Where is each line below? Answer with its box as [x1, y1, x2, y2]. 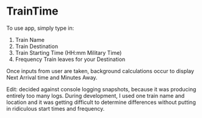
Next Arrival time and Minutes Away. [6, 74, 98, 81]
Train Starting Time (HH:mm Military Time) [15, 49, 122, 56]
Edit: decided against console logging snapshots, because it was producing [6, 85, 197, 92]
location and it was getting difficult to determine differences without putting [6, 99, 197, 106]
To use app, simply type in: [6, 24, 74, 32]
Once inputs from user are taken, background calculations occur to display [6, 67, 194, 74]
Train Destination [15, 43, 59, 50]
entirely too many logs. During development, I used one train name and [6, 92, 185, 99]
